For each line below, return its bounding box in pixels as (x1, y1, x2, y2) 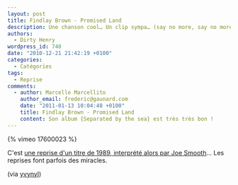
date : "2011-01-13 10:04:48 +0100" (20, 102, 125, 109)
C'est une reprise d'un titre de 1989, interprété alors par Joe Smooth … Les (7, 148, 225, 157)
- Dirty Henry (13, 37, 55, 44)
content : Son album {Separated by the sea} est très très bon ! (20, 115, 214, 122)
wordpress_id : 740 (7, 43, 62, 50)
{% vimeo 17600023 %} (7, 135, 78, 143)
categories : (7, 56, 42, 64)
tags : (7, 69, 23, 76)
